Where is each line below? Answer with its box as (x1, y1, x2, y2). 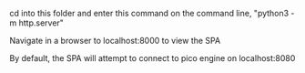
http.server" (18, 17, 64, 28)
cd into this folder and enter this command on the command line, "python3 (9, 8, 290, 18)
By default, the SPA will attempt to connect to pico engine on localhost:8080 (9, 53, 296, 63)
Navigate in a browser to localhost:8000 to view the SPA (9, 36, 221, 46)
